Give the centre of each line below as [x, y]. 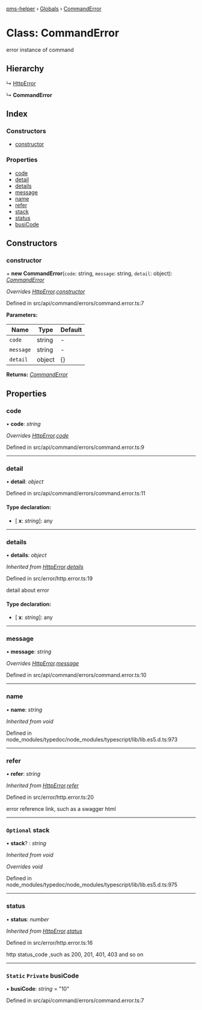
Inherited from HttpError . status [44, 931]
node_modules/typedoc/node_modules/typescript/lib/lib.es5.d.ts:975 [92, 885]
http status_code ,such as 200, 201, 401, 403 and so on [75, 954]
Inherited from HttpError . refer [43, 786]
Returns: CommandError [37, 375]
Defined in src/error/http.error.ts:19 [50, 578]
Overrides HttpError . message [43, 664]
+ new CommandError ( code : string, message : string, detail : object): [89, 273]
